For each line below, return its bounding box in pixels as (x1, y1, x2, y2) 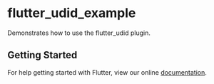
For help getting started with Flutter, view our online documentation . (7, 68, 207, 76)
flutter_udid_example (7, 5, 136, 21)
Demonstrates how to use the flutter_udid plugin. (7, 28, 151, 37)
